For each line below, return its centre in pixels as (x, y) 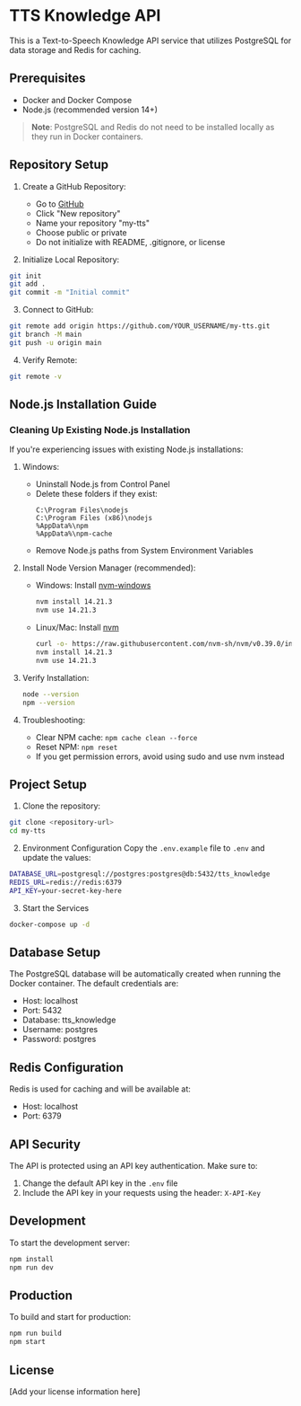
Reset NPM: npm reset (77, 747)
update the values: (56, 858)
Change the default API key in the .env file (100, 1183)
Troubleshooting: (54, 720)
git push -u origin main (56, 342)
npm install (31, 1259)
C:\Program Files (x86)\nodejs (94, 518)
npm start (28, 1342)
